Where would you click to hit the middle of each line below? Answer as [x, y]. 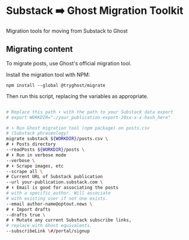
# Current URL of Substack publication [55, 177]
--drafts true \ [26, 215]
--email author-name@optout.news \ [49, 204]
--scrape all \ [24, 171]
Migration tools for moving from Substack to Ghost [67, 31]
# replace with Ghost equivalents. [49, 226]
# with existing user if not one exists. [57, 199]
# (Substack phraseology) [37, 133]
